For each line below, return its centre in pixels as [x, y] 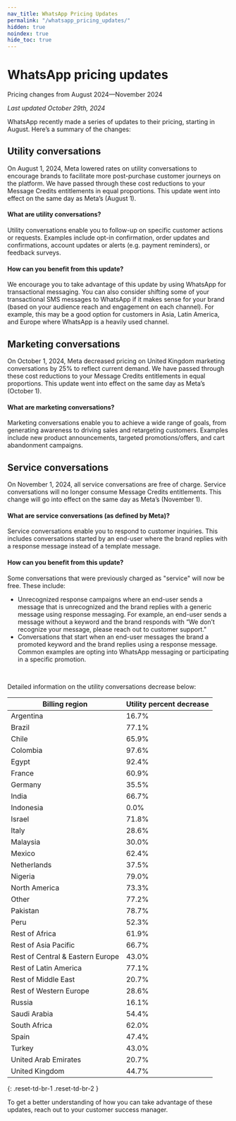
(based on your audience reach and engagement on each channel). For [111, 307]
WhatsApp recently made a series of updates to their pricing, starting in [111, 122]
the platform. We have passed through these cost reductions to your [106, 183]
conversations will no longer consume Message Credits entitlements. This [114, 492]
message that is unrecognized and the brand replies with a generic [114, 606]
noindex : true [28, 33]
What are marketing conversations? [61, 407]
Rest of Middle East [43, 979]
